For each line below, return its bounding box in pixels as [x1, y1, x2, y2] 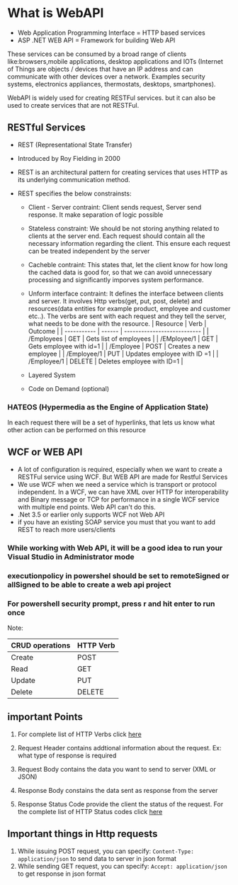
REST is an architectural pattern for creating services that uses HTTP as [17, 168, 228, 176]
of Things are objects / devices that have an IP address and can [7, 64, 193, 73]
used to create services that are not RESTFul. [7, 101, 140, 109]
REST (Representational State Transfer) [17, 140, 132, 149]
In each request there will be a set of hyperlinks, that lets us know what [7, 418, 215, 427]
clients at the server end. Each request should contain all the [28, 232, 205, 240]
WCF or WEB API [7, 446, 83, 458]
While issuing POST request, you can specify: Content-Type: [17, 847, 195, 855]
